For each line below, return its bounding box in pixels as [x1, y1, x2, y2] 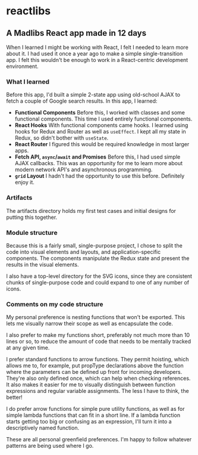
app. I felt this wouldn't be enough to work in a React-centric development [6, 57, 188, 63]
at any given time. [6, 344, 50, 351]
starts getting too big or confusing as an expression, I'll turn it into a [6, 418, 172, 425]
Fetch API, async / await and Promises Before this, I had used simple [14, 153, 181, 160]
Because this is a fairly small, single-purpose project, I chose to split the [6, 242, 183, 249]
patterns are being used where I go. [6, 442, 94, 450]
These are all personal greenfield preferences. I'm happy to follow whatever [6, 436, 192, 443]
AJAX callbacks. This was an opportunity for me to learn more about [14, 160, 183, 167]
